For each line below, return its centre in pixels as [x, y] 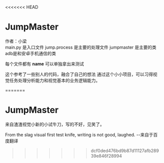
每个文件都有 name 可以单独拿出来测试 [45, 64]
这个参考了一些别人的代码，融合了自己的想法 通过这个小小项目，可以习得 [79, 74]
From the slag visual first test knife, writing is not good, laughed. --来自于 [79, 135]
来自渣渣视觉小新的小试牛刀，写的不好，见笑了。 [55, 124]
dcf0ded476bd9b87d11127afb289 [125, 150]
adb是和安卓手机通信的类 [31, 53]
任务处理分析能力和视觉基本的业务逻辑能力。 [54, 80]
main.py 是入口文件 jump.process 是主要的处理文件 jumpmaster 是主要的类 [81, 47]
